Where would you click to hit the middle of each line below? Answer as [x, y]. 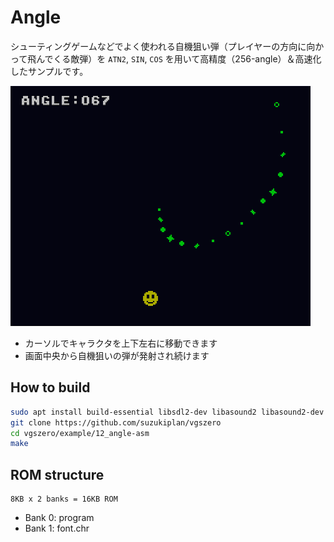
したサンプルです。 [49, 71]
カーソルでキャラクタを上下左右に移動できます [121, 343]
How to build [50, 387]
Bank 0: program [59, 518]
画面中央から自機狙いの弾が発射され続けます [117, 355]
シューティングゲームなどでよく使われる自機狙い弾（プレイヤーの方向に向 [163, 46]
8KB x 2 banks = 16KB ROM [64, 499]
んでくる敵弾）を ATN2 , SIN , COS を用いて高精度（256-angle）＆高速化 [179, 58]
